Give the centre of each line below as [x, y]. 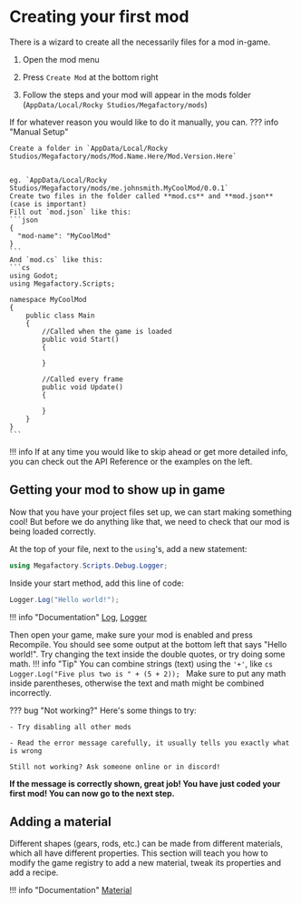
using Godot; [34, 276]
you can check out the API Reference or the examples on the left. [131, 461]
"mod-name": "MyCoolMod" [64, 236]
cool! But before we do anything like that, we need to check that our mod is [150, 521]
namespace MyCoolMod [49, 299]
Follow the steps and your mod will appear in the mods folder [136, 95]
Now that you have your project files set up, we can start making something [150, 512]
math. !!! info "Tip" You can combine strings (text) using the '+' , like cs [141, 663]
